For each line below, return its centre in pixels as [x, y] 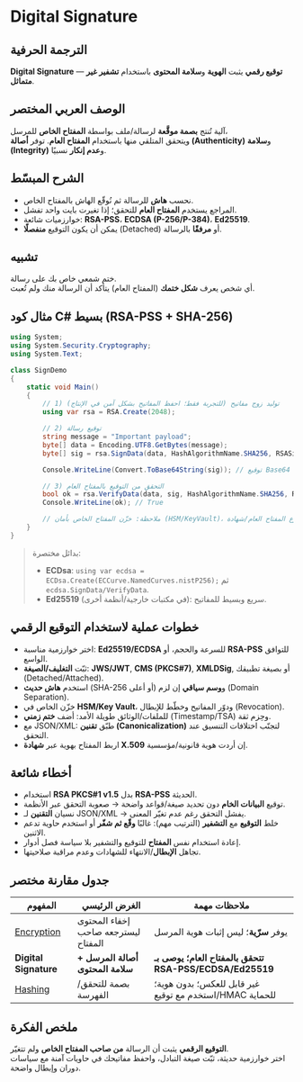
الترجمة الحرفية [49, 50]
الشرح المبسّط [47, 179]
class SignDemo [39, 370]
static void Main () [63, 387]
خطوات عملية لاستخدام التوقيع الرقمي [105, 627]
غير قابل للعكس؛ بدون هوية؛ [206, 984]
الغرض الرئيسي [111, 906]
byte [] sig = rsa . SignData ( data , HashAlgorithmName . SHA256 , [157, 453]
